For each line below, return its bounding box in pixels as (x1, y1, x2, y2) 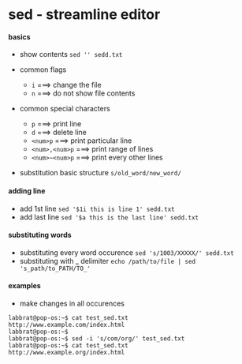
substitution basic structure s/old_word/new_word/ (19, 168, 181, 178)
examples (8, 281, 41, 291)
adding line (8, 186, 46, 195)
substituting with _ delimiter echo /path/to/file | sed (19, 256, 195, 265)
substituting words (8, 231, 73, 240)
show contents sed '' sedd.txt (19, 50, 123, 59)
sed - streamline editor (8, 6, 161, 24)
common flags (19, 65, 67, 74)
